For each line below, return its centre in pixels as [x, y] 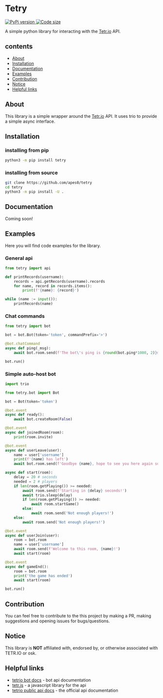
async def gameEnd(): [27, 567]
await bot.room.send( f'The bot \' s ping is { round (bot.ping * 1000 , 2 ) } [86, 353]
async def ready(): [25, 415]
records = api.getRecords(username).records [59, 281]
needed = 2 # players [35, 481]
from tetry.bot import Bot [32, 393]
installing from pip [27, 150]
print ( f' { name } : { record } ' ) [51, 291]
